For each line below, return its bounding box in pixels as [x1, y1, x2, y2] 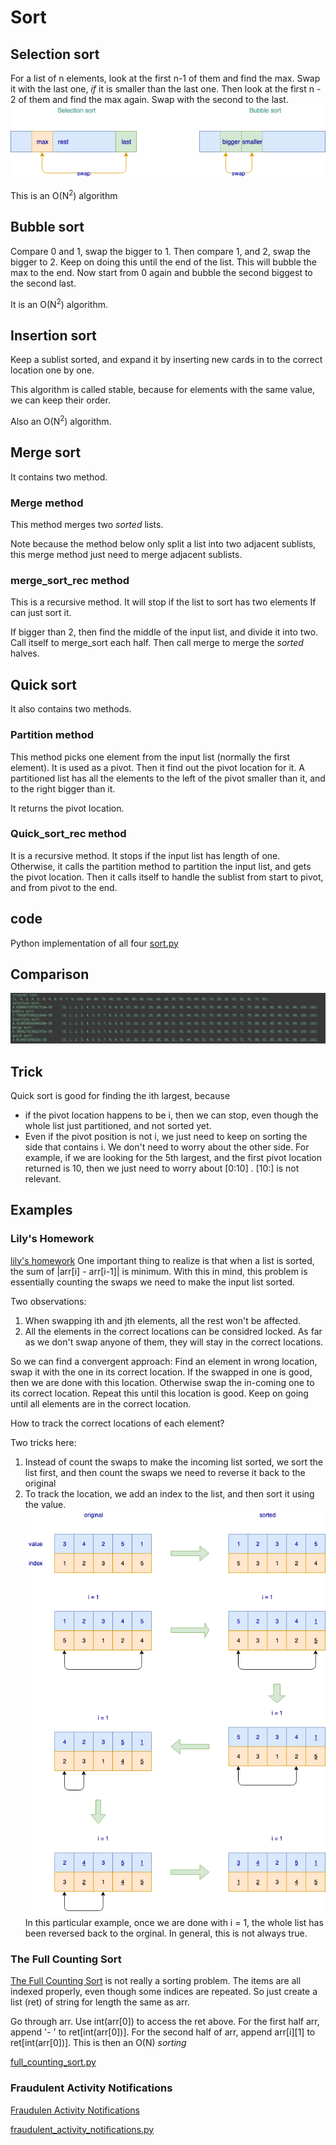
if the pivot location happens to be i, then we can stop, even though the [24, 1109, 319, 1121]
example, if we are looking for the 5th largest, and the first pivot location [24, 1151, 323, 1163]
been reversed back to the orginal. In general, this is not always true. [24, 1927, 308, 1940]
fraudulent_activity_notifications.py [10, 2123, 155, 2135]
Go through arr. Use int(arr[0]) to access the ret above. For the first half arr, [10, 2016, 320, 2028]
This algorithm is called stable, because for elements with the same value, [10, 384, 316, 396]
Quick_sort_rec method [10, 827, 127, 841]
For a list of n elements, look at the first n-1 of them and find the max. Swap [10, 72, 321, 84]
